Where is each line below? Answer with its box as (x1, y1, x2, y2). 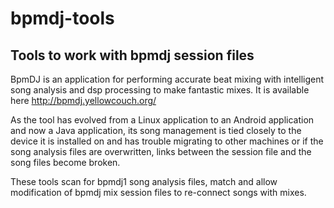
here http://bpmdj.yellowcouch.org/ (10, 95, 157, 106)
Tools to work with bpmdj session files (10, 47, 255, 64)
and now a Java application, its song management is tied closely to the (10, 125, 302, 136)
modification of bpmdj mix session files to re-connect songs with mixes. (10, 187, 307, 198)
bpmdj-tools (10, 7, 115, 30)
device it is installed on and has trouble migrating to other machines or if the (10, 135, 324, 147)
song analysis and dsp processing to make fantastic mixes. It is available (10, 84, 310, 96)
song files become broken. (10, 157, 121, 168)
